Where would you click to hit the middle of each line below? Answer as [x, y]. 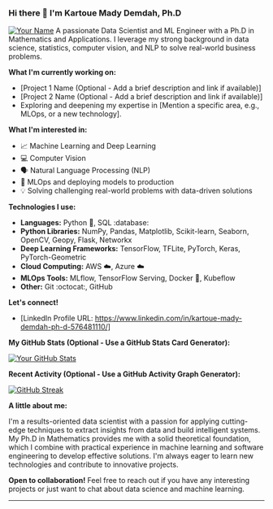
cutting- [235, 421]
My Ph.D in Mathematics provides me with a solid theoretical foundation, [130, 439]
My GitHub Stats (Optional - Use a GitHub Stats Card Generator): [119, 343]
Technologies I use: [42, 207]
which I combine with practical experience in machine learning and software [136, 447]
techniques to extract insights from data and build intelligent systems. [144, 430]
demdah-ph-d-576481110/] [65, 327]
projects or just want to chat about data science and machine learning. [127, 489]
